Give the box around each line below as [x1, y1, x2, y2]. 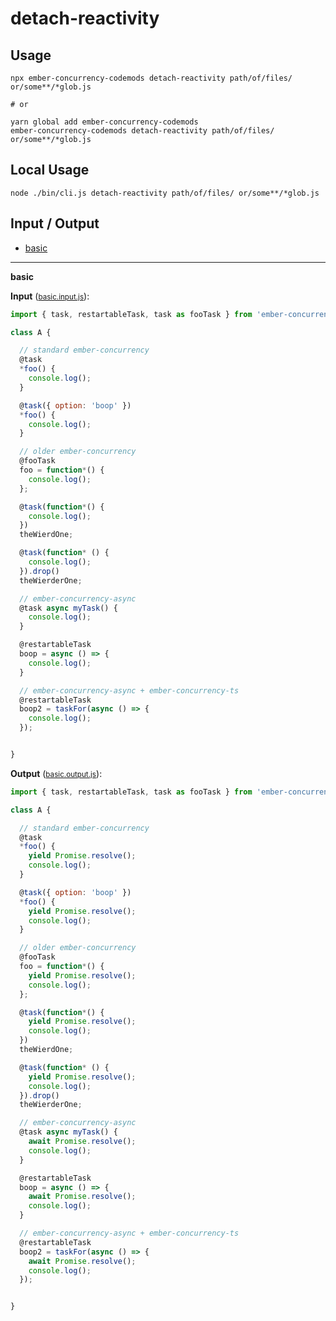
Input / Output [10, 215, 100, 232]
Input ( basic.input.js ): [10, 290, 90, 302]
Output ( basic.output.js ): [10, 767, 103, 779]
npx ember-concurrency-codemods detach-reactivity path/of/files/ [10, 73, 293, 83]
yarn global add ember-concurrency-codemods [10, 117, 199, 127]
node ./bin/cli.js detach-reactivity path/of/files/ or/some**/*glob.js [10, 188, 320, 198]
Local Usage [10, 162, 90, 179]
